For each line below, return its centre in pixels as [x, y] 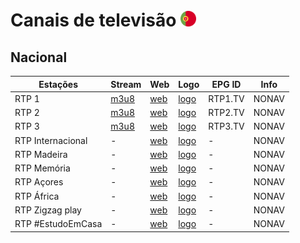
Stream [126, 84]
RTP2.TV [226, 112]
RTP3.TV [226, 126]
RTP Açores [39, 182]
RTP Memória [42, 168]
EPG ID [226, 84]
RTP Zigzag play [48, 210]
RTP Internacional [51, 140]
